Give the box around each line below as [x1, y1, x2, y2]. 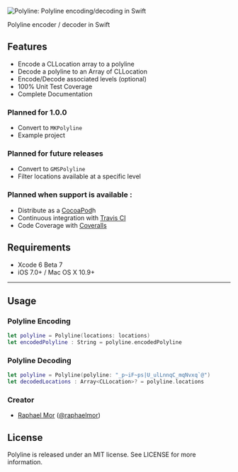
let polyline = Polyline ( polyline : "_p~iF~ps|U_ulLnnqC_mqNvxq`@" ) [7, 372, 211, 379]
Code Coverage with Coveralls [17, 221, 108, 229]
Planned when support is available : [7, 190, 132, 200]
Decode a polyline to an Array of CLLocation [17, 67, 147, 76]
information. [7, 458, 43, 466]
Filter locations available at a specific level [17, 172, 142, 180]
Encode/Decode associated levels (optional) [17, 74, 147, 83]
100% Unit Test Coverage [17, 82, 93, 91]
